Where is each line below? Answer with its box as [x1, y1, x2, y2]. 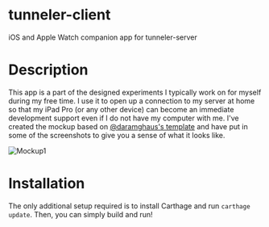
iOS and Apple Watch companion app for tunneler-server [8, 32, 197, 42]
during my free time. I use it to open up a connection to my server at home [8, 95, 255, 106]
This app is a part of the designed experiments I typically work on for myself [8, 87, 262, 97]
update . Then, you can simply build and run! [8, 209, 153, 219]
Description [8, 61, 89, 79]
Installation [8, 174, 85, 193]
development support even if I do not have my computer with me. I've [8, 113, 239, 123]
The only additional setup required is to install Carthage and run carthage [8, 200, 251, 211]
